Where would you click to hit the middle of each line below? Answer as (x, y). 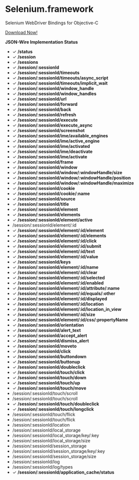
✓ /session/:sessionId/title (41, 204)
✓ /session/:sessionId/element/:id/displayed (60, 298)
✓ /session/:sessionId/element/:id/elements (59, 236)
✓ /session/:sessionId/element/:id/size (54, 314)
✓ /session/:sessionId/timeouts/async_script (60, 78)
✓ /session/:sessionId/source (44, 198)
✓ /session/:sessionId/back (42, 109)
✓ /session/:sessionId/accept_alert (50, 336)
